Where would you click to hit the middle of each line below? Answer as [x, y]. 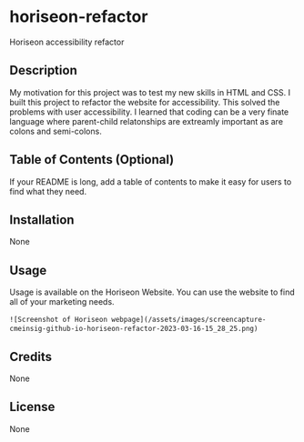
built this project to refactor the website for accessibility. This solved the [145, 102]
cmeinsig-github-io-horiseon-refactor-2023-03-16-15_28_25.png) [134, 329]
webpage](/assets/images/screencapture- [188, 320]
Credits [31, 357]
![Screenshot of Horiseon [58, 320]
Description [43, 70]
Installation [42, 220]
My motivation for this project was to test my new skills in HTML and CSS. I [150, 92]
